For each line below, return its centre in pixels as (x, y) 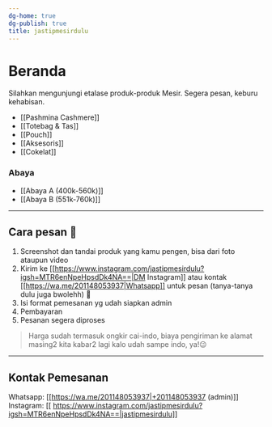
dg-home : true (32, 16)
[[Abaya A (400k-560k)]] (62, 190)
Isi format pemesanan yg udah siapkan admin (96, 303)
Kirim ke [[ (37, 268)
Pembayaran (41, 311)
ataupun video (44, 260)
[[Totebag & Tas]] (49, 126)
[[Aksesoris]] (42, 143)
